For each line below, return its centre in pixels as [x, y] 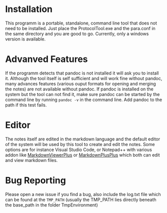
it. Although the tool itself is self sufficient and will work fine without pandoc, [84, 78]
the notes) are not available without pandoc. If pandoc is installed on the [79, 89]
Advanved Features [47, 59]
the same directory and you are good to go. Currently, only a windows [77, 33]
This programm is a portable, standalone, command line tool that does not [81, 23]
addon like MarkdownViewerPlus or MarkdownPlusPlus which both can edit [83, 155]
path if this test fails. [26, 105]
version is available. [25, 39]
